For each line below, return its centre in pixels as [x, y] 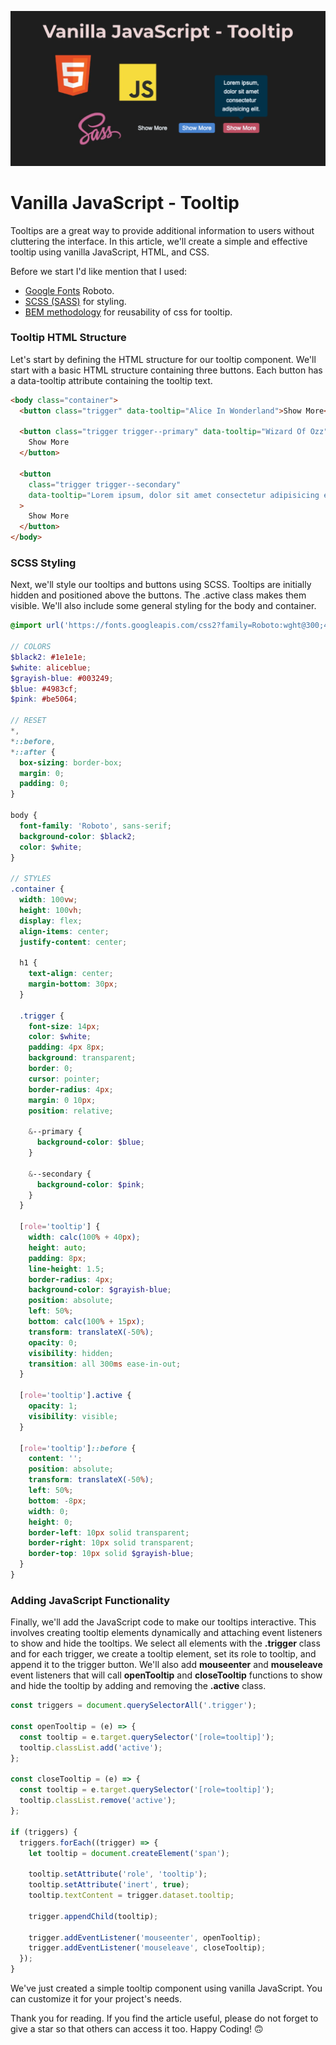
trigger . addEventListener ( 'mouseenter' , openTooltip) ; [145, 1937]
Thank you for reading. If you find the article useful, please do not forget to [164, 2018]
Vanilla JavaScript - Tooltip [125, 202]
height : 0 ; [51, 1522]
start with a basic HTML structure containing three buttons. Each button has [166, 370]
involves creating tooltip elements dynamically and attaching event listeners [166, 1633]
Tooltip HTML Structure [68, 338]
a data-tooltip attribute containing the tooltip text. [111, 380]
